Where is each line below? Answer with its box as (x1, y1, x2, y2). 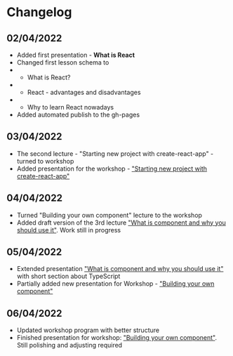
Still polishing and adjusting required (16, 341, 123, 350)
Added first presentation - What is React (16, 51, 135, 59)
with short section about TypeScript (16, 272, 121, 281)
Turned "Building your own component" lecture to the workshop (16, 211, 203, 219)
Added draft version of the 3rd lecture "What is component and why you (16, 218, 226, 227)
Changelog (6, 4, 72, 20)
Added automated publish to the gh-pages (16, 110, 140, 119)
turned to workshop (16, 157, 74, 165)
